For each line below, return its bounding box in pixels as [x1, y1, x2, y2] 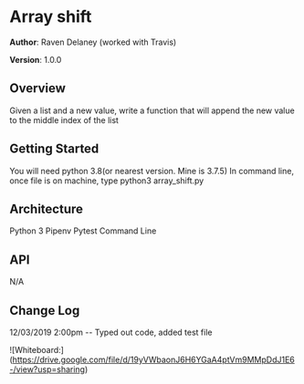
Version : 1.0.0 [9, 54, 62, 65]
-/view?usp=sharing [9, 364, 85, 375]
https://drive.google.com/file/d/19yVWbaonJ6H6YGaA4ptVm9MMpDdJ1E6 [12, 354, 295, 365]
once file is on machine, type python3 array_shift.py [9, 175, 204, 186]
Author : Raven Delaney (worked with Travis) [9, 36, 177, 47]
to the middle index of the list [9, 114, 119, 125]
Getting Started [9, 141, 100, 157]
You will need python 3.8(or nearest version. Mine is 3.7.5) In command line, [9, 165, 295, 176]
